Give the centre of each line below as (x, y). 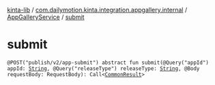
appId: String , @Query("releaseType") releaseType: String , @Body (103, 68)
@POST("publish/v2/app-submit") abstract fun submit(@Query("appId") (108, 63)
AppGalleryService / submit (46, 17)
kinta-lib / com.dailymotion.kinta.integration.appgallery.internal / (97, 10)
